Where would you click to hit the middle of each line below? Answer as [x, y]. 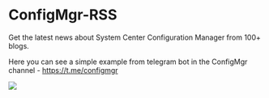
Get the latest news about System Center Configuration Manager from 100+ [135, 37]
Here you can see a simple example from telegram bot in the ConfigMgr [128, 62]
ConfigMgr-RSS [63, 15]
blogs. [19, 45]
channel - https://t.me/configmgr [64, 70]
